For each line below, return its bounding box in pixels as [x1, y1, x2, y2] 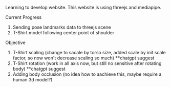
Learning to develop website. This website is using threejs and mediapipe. [5, 5, 162, 10]
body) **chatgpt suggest [12, 66, 66, 72]
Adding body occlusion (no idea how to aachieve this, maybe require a [12, 71, 162, 77]
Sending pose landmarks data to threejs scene [12, 24, 111, 30]
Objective [5, 39, 26, 46]
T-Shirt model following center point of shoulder [12, 30, 114, 35]
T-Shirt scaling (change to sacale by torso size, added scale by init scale [12, 50, 166, 55]
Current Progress [5, 14, 42, 20]
